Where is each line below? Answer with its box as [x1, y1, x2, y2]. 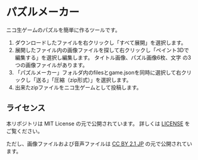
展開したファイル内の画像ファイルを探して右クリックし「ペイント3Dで [14, 46, 190, 54]
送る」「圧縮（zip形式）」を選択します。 [35, 76, 132, 84]
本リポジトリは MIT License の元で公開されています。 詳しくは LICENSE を [6, 120, 190, 127]
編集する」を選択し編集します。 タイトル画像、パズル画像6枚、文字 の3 [14, 54, 191, 61]
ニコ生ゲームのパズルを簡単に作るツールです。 [6, 26, 120, 33]
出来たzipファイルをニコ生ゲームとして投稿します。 [14, 84, 142, 91]
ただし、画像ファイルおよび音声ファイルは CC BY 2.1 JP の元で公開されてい [6, 140, 193, 147]
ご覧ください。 [6, 127, 43, 134]
